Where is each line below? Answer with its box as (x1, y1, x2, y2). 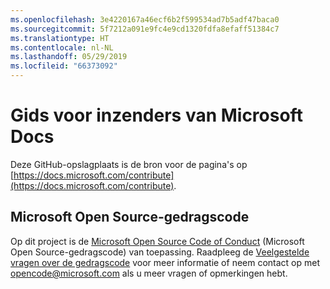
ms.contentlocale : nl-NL (10, 42, 114, 53)
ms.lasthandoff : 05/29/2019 (10, 52, 128, 62)
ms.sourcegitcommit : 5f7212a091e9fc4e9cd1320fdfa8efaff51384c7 (10, 24, 280, 34)
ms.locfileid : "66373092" (10, 61, 118, 71)
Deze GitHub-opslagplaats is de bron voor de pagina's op (10, 158, 248, 170)
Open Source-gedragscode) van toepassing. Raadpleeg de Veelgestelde (10, 246, 310, 258)
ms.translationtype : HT (10, 33, 110, 43)
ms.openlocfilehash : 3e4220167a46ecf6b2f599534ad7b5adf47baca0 (10, 14, 280, 25)
